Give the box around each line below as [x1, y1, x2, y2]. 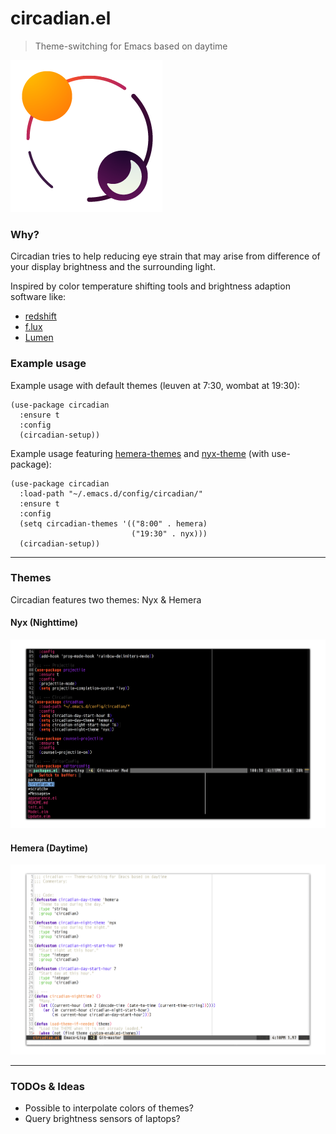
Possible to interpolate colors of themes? [24, 1102, 194, 1114]
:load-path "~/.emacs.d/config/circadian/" [19, 488, 203, 499]
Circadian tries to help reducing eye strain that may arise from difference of [10, 250, 321, 262]
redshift [24, 310, 57, 322]
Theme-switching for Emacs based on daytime [34, 40, 228, 52]
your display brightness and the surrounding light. [10, 261, 216, 273]
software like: [10, 291, 67, 303]
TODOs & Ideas [10, 1079, 85, 1093]
